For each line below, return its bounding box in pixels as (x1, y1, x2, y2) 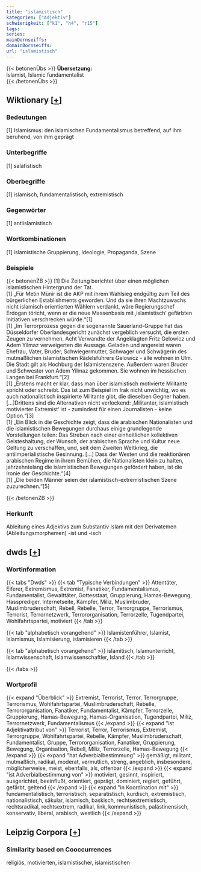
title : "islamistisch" (6, 8, 63, 15)
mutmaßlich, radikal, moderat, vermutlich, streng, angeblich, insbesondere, (6, 758, 193, 766)
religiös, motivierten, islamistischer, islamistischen (6, 859, 131, 866)
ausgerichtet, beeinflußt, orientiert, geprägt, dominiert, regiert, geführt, (6, 777, 182, 785)
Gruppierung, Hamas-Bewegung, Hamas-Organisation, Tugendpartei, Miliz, (6, 713, 193, 720)
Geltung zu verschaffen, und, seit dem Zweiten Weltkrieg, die (6, 444, 158, 451)
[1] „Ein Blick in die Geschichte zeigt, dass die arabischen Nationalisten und (6, 418, 193, 426)
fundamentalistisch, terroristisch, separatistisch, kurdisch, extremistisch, (6, 790, 187, 798)
